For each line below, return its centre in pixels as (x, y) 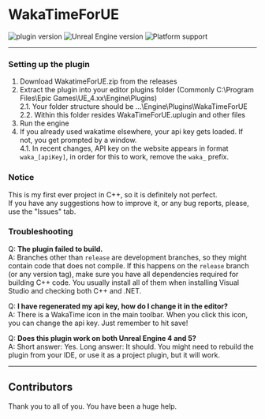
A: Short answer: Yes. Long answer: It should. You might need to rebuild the (131, 346)
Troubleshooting (41, 232)
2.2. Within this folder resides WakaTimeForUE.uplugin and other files (132, 115)
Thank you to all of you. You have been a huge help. (93, 406)
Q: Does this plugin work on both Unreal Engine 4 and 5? (103, 338)
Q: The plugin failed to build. (56, 249)
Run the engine (44, 123)
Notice (21, 178)
